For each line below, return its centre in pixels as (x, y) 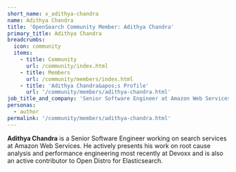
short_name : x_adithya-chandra (53, 14)
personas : (22, 105)
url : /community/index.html (67, 66)
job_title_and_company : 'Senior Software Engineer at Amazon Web (105, 99)
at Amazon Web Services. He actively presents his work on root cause (109, 145)
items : (23, 53)
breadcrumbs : (26, 40)
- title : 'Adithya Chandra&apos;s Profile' (85, 86)
